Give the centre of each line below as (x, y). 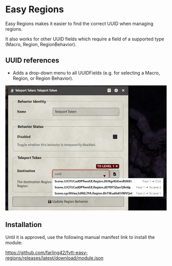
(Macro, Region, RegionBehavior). (41, 44)
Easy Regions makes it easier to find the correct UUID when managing (79, 24)
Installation (24, 225)
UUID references (32, 61)
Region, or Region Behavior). (43, 78)
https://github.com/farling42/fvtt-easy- (47, 252)
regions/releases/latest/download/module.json (55, 258)
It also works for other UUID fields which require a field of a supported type (85, 39)
